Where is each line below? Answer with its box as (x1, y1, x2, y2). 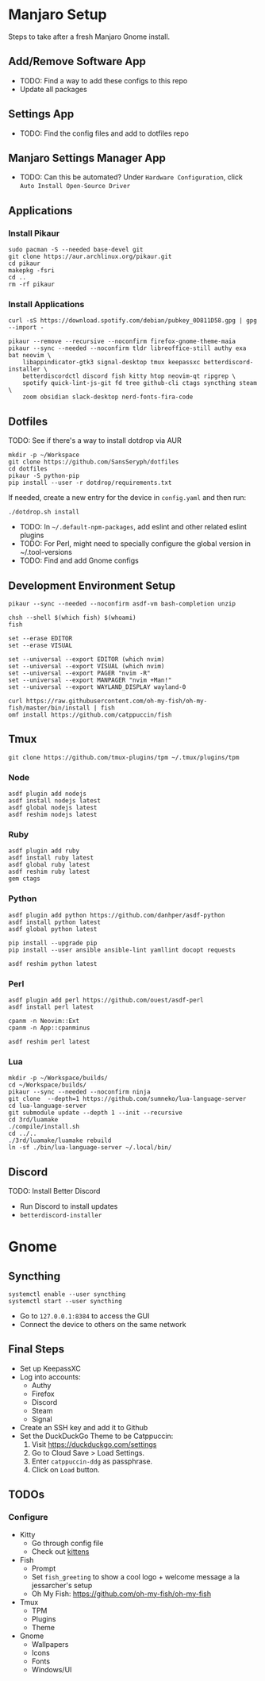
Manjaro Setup (8, 6, 107, 24)
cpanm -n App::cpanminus (8, 1024, 90, 1032)
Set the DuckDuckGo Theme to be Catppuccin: (19, 1431, 174, 1441)
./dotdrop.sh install (8, 508, 80, 517)
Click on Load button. (31, 1464, 100, 1474)
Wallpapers (31, 1639, 69, 1648)
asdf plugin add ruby (8, 847, 80, 855)
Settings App (8, 107, 75, 121)
